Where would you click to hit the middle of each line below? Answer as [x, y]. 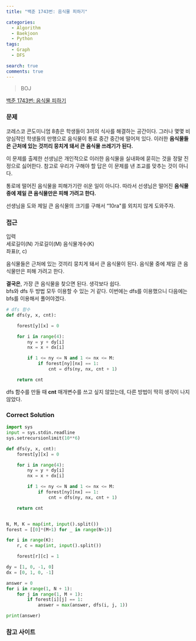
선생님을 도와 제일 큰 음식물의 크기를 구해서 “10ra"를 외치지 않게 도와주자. [91, 206]
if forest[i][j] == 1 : [55, 600]
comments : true [25, 71]
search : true [22, 66]
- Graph [21, 50]
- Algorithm [26, 28]
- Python [22, 39]
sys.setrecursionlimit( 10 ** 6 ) [43, 438]
